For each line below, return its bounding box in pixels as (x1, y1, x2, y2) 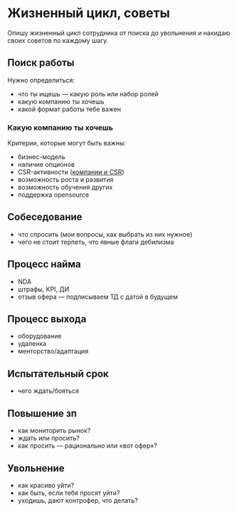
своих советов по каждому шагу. (7, 36, 109, 44)
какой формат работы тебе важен (17, 105, 122, 113)
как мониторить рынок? (17, 426, 91, 435)
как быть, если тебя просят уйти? (17, 488, 120, 497)
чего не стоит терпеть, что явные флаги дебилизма (17, 237, 174, 246)
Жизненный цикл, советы (7, 5, 170, 21)
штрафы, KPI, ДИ (17, 285, 70, 293)
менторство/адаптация (17, 347, 89, 356)
